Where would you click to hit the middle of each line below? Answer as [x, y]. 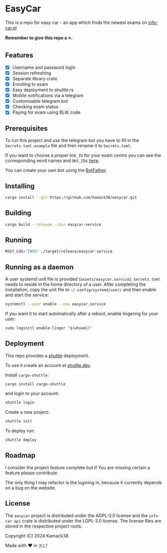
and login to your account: [32, 393]
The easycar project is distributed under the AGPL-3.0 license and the [77, 515]
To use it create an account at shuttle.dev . [48, 365]
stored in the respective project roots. [44, 526]
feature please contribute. [32, 473]
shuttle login [20, 403]
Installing [20, 186]
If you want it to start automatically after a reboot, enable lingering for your [82, 313]
